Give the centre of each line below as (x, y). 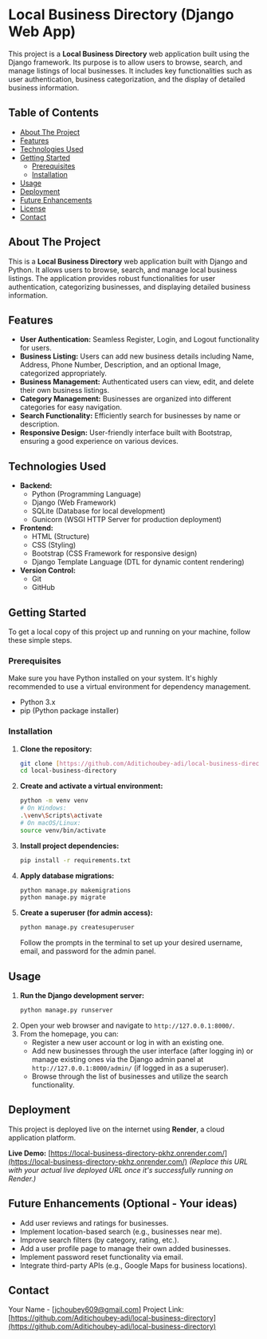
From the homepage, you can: (69, 1034)
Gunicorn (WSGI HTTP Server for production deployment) (126, 520)
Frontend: (36, 528)
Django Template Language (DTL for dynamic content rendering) (138, 562)
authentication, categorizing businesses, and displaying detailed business (130, 287)
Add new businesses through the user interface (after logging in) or (142, 1051)
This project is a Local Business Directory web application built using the (129, 53)
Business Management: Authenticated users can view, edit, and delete (137, 382)
